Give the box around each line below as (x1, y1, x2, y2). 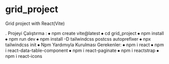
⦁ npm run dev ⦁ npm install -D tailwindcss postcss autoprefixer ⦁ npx (5, 36, 151, 42)
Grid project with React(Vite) (5, 20, 65, 26)
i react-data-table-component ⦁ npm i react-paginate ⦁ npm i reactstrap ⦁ (5, 47, 159, 53)
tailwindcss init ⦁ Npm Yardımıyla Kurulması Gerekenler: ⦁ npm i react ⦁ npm (5, 42, 164, 48)
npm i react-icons (5, 53, 42, 59)
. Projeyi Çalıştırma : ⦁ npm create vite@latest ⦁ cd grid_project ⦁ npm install (5, 30, 164, 36)
